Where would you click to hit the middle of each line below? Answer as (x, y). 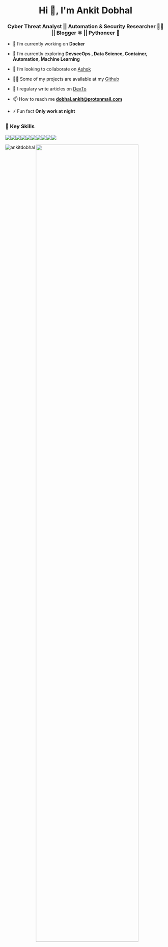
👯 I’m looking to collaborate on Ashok (52, 69)
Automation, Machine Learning (46, 59)
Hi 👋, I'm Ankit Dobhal (86, 10)
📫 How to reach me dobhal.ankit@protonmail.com (67, 99)
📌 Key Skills (20, 126)
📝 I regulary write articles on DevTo (49, 89)
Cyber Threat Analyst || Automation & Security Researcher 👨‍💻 (86, 27)
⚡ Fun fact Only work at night (44, 111)
